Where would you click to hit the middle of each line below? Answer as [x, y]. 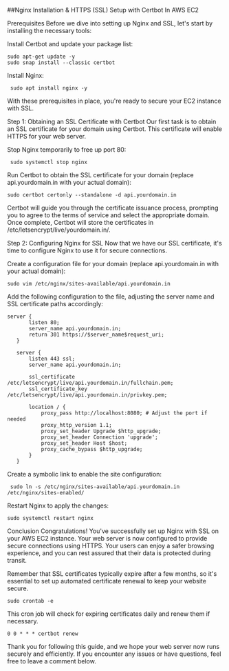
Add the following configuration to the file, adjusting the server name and [111, 297]
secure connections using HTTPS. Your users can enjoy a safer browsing [111, 545]
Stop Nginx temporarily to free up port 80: [67, 150]
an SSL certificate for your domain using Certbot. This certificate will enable [115, 129]
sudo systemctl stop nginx [49, 162]
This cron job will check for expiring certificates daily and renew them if [109, 614]
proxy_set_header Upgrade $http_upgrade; [101, 431]
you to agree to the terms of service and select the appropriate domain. [108, 215]
